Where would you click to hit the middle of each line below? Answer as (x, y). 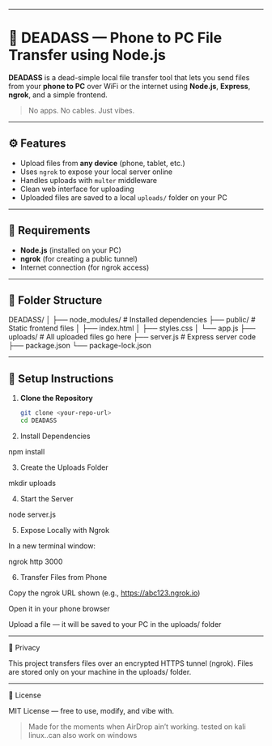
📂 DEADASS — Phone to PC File (115, 38)
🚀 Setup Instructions (61, 379)
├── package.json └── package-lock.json (80, 346)
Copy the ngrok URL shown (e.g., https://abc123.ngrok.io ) (104, 593)
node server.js (32, 514)
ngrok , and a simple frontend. (58, 95)
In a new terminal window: (52, 546)
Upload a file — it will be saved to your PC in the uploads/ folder (115, 624)
